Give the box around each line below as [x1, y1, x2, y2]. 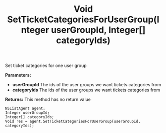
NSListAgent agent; [5, 106, 46, 111]
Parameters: [5, 72, 31, 78]
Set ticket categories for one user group [5, 63, 87, 68]
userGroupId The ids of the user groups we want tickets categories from [12, 82, 161, 88]
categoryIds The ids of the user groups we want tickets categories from [12, 87, 160, 93]
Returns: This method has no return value [5, 97, 91, 102]
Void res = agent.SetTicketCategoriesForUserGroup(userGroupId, [5, 119, 141, 124]
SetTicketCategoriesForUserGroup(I [7, 14, 160, 25]
